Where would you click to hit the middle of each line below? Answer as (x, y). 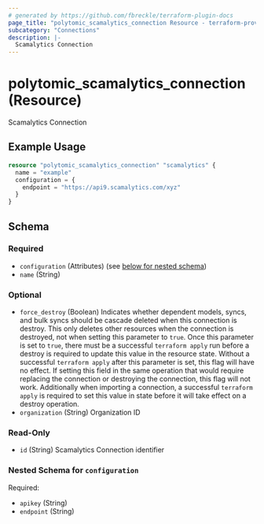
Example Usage (47, 147)
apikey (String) (44, 503)
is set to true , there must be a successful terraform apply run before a (134, 346)
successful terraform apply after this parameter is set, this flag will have (137, 362)
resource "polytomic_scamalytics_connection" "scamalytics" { (112, 165)
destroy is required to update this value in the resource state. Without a (134, 354)
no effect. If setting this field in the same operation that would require (132, 370)
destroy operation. (49, 404)
